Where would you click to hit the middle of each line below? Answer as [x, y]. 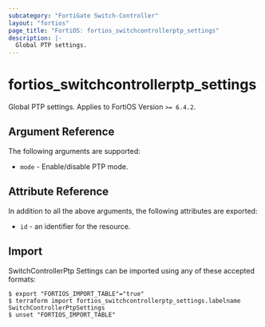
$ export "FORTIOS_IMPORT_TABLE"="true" [77, 294]
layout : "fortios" [39, 23]
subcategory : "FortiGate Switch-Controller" [83, 16]
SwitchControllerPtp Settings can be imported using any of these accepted [132, 270]
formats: [22, 279]
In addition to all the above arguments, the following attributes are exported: [133, 211]
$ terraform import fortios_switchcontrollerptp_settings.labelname [125, 301]
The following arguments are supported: [75, 151]
